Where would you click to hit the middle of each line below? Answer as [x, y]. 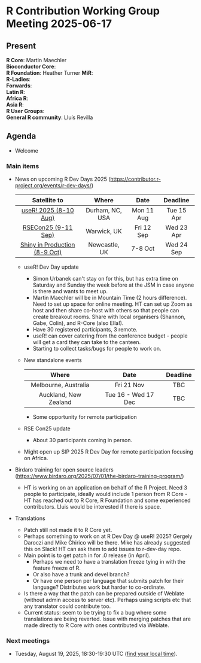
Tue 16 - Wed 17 [130, 395]
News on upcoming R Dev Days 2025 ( [63, 179]
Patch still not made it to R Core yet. [68, 530]
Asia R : [15, 105]
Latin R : [16, 92]
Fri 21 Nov [130, 385]
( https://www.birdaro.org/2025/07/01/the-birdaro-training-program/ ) [99, 476]
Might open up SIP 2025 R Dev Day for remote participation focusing [108, 452]
